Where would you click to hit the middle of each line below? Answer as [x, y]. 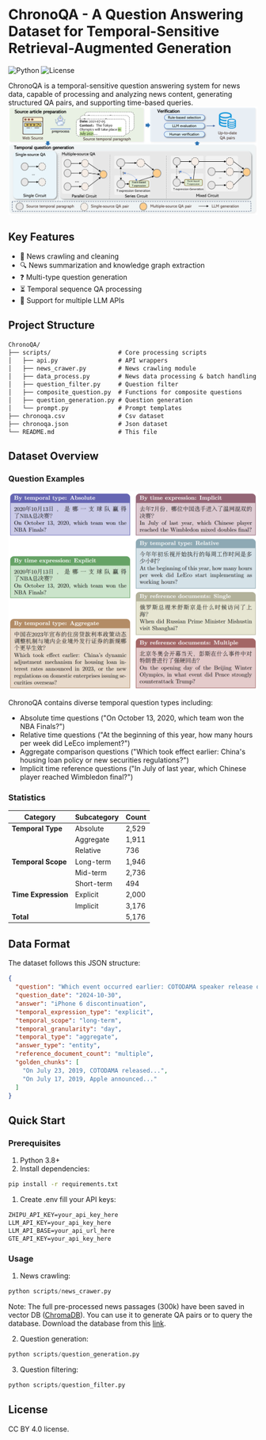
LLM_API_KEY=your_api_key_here [60, 1223]
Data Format [39, 944]
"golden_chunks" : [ [47, 1062]
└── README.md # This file [83, 432]
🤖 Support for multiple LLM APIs [72, 300]
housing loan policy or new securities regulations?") [104, 760]
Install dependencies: [55, 1169]
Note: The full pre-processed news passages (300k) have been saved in [127, 1307]
